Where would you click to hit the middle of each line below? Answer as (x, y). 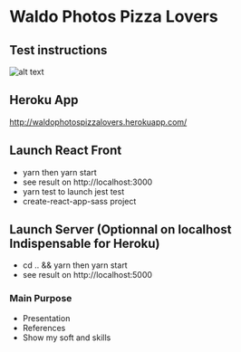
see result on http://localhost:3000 (87, 182)
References (44, 328)
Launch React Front (66, 151)
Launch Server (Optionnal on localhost (120, 229)
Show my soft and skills (67, 338)
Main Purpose (41, 299)
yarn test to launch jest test (73, 191)
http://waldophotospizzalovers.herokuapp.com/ (98, 122)
